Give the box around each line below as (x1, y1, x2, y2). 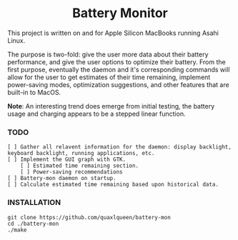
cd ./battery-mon (7, 220, 59, 227)
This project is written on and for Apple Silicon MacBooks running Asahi (7, 29, 219, 37)
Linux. (7, 36, 26, 44)
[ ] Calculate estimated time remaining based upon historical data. (7, 181, 219, 189)
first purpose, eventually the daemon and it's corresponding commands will (7, 65, 230, 74)
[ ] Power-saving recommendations (20, 169, 123, 176)
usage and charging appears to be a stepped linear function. (7, 109, 186, 118)
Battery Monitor (72, 5, 168, 21)
